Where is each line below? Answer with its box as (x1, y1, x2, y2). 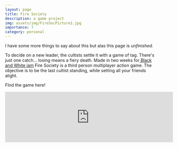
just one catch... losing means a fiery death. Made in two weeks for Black (5, 58, 152, 63)
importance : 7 (5, 25, 34, 30)
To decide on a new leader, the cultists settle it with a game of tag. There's (5, 52, 155, 58)
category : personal (5, 29, 45, 34)
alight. (5, 73, 18, 78)
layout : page (5, 7, 32, 12)
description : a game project (5, 16, 64, 21)
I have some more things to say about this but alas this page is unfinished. (5, 43, 154, 48)
